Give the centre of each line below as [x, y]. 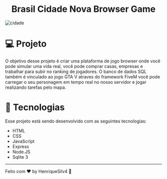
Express [21, 146]
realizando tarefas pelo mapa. [36, 87]
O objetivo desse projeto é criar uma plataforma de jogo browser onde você [83, 61]
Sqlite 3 [20, 157]
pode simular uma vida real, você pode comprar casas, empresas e [74, 66]
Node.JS [21, 152]
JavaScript [23, 141]
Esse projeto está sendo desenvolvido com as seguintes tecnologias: [76, 121]
